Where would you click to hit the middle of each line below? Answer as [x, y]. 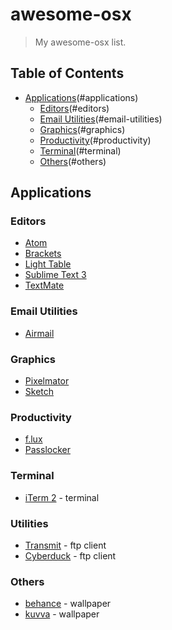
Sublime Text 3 [55, 275]
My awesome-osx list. [80, 42]
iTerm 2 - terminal [62, 497]
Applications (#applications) [81, 97]
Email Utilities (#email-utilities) [101, 119]
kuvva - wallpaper [62, 614]
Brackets [43, 254]
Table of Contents [67, 73]
